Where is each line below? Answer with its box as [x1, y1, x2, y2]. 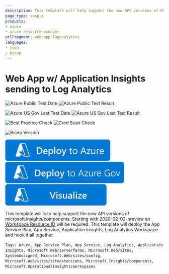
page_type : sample [5, 13, 44, 19]
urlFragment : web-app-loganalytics [5, 35, 80, 40]
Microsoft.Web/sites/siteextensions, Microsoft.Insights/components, [5, 258, 154, 263]
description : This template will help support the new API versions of [5, 8, 158, 13]
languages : [5, 40, 28, 45]
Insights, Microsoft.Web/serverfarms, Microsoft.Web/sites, [5, 248, 134, 253]
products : [5, 19, 26, 24]
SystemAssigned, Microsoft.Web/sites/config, [5, 253, 102, 258]
